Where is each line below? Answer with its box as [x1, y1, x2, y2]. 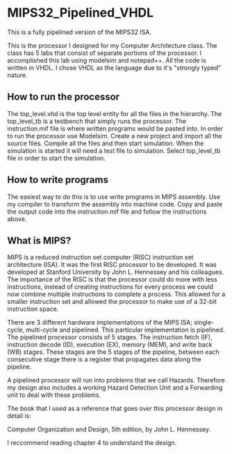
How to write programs [7, 174, 109, 186]
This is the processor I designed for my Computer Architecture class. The [7, 41, 217, 49]
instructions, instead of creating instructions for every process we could [7, 283, 214, 291]
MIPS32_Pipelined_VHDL [7, 5, 154, 21]
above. [7, 214, 27, 223]
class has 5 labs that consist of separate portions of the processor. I [7, 49, 202, 57]
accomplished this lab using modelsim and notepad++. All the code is [7, 56, 206, 64]
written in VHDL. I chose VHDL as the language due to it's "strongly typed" [7, 63, 222, 72]
